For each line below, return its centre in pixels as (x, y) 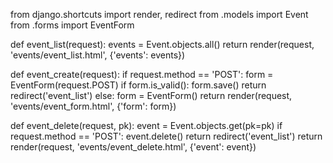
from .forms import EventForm (72, 25)
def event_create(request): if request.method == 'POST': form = (142, 74)
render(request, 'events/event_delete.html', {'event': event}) (133, 147)
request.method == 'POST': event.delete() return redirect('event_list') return (166, 136)
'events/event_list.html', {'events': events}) (98, 55)
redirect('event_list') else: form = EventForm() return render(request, (151, 95)
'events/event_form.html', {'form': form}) (93, 106)
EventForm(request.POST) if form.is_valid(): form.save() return (138, 85)
